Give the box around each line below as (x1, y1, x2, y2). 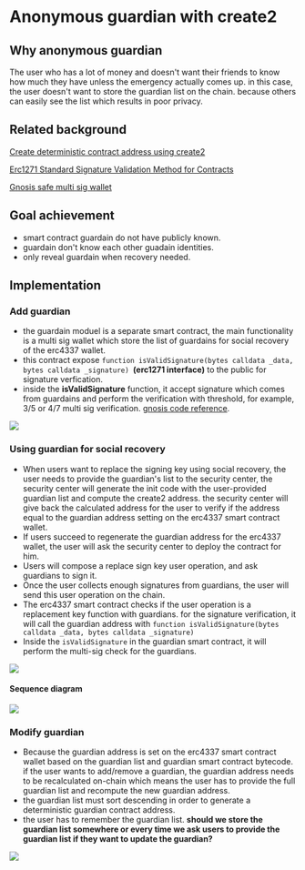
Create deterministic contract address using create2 (9, 146, 206, 157)
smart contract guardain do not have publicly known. (22, 232, 221, 243)
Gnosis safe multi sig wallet (9, 181, 112, 192)
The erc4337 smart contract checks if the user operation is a (22, 599, 252, 610)
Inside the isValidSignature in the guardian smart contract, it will (22, 635, 267, 647)
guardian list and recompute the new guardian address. (22, 785, 230, 796)
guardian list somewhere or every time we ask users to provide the (22, 824, 280, 835)
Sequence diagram (9, 683, 84, 694)
